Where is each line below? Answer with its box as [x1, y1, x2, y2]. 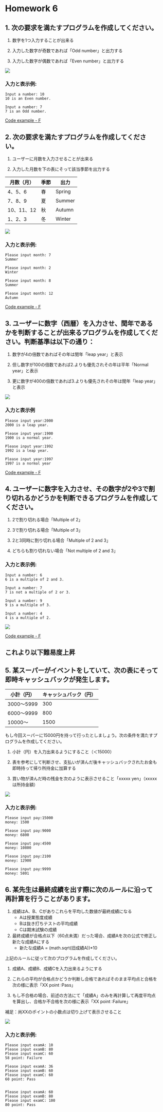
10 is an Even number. [5, 96, 51, 101]
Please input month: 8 [5, 278, 51, 283]
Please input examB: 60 [5, 1068, 54, 1074]
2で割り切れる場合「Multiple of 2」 [12, 517, 83, 523]
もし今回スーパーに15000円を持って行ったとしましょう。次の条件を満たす [5, 732, 153, 738]
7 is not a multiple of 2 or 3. [5, 590, 71, 594]
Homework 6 [5, 3, 58, 14]
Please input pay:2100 [5, 854, 51, 859]
